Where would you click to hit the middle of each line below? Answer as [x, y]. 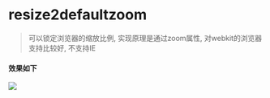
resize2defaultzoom [78, 15]
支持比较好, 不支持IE [62, 48]
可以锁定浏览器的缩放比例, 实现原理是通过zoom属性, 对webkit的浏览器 [145, 38]
